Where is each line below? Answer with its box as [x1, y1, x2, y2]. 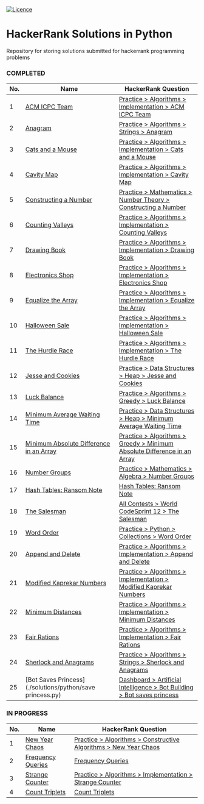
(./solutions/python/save [25, 683, 95, 692]
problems [6, 54, 30, 61]
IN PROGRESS [6, 709, 49, 717]
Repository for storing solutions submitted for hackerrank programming [6, 47, 185, 54]
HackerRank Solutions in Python [6, 27, 173, 41]
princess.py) [25, 691, 61, 699]
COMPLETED [6, 69, 46, 77]
